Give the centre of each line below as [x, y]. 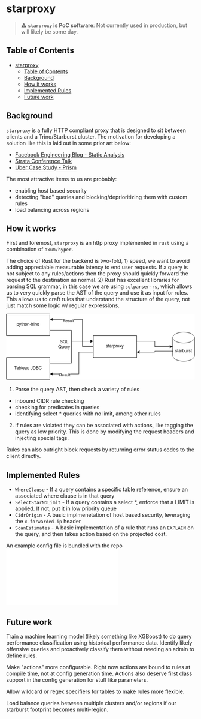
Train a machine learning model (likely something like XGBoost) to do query [99, 636]
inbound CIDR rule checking [49, 401]
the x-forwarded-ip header [48, 522]
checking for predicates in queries [57, 408]
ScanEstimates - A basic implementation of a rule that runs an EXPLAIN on [104, 528]
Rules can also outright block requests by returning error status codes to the [100, 450]
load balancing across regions [52, 209]
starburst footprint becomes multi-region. [57, 709]
